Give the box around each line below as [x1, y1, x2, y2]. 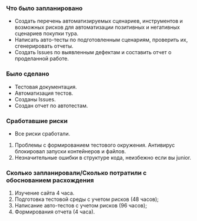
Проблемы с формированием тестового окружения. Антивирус [14, 141, 175, 149]
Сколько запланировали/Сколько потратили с [6, 169, 147, 177]
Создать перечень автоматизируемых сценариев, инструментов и [14, 18, 183, 25]
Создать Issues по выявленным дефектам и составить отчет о [14, 49, 172, 56]
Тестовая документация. [14, 83, 78, 90]
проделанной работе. [14, 55, 69, 62]
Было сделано [6, 70, 49, 78]
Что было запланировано [6, 4, 83, 12]
